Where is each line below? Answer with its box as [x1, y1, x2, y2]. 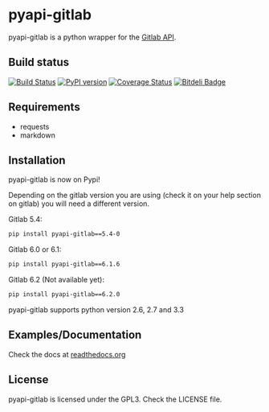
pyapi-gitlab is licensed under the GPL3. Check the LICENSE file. [8, 394, 222, 404]
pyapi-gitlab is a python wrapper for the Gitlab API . [8, 32, 177, 42]
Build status [8, 56, 70, 69]
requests [19, 122, 50, 131]
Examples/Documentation [8, 328, 142, 342]
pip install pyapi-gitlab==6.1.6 [8, 260, 120, 269]
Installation [8, 153, 66, 167]
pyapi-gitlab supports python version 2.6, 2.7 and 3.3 [8, 305, 185, 315]
